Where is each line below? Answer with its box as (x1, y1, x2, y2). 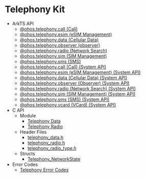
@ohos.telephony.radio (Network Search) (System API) (19, 85, 136, 91)
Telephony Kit (5, 4, 65, 15)
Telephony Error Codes (19, 167, 69, 173)
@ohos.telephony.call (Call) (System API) (19, 64, 107, 70)
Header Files (19, 129, 47, 135)
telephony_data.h (27, 134, 64, 140)
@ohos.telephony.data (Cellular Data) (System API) (19, 74, 128, 81)
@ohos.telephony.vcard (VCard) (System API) (19, 101, 116, 108)
